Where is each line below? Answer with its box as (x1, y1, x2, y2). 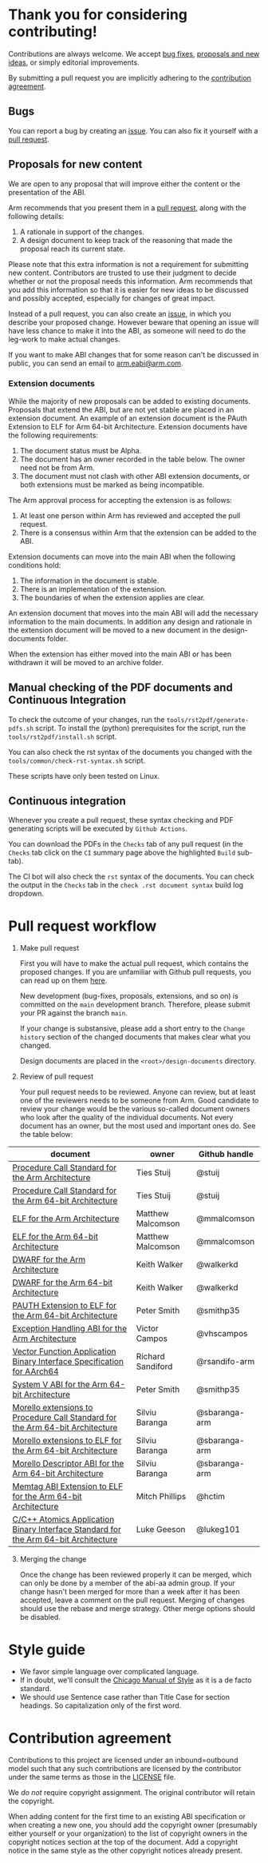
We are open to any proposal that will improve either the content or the (8, 178, 241, 189)
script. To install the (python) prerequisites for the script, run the (35, 723, 246, 732)
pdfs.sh (8, 724, 34, 732)
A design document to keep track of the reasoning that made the (19, 235, 233, 245)
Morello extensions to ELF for (12, 1435, 122, 1446)
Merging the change (19, 1554, 87, 1564)
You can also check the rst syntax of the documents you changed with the (8, 747, 253, 756)
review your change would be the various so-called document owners (19, 1104, 250, 1114)
